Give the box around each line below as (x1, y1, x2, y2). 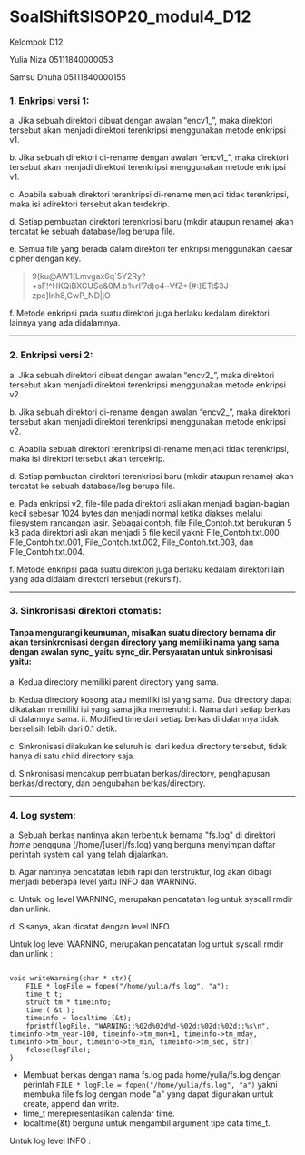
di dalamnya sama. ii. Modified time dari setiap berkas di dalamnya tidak (9, 713, 279, 724)
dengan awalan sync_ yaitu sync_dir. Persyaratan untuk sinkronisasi (9, 647, 273, 658)
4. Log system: (9, 808, 76, 821)
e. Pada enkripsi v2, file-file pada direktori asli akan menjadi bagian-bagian (9, 497, 290, 508)
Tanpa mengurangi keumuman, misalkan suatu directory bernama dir (9, 628, 277, 638)
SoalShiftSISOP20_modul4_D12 (9, 6, 251, 27)
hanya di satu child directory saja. (9, 750, 136, 761)
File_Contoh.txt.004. (9, 546, 85, 557)
